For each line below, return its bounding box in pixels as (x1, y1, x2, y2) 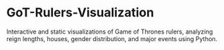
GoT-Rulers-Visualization (6, 5, 155, 21)
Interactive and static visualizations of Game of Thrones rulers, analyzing (6, 27, 214, 36)
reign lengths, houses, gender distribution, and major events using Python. (6, 34, 218, 42)
